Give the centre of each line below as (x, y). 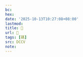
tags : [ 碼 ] (16, 38)
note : (11, 47)
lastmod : (14, 24)
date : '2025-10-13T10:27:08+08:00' (42, 19)
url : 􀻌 (12, 33)
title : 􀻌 (14, 28)
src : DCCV (15, 42)
